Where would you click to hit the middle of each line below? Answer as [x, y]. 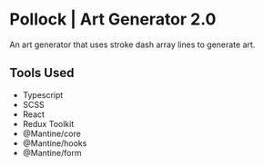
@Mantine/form [52, 152]
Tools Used [42, 73]
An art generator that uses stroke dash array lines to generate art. [132, 44]
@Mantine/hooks [55, 143]
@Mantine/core [52, 133]
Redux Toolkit [48, 123]
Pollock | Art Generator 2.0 [113, 20]
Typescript [43, 94]
